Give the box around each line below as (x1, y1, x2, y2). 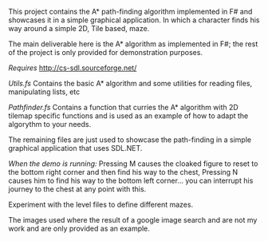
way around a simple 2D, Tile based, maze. (8, 24, 150, 33)
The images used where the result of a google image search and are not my (8, 215, 258, 224)
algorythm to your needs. (8, 120, 92, 128)
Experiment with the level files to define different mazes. (8, 200, 194, 209)
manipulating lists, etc (8, 87, 81, 97)
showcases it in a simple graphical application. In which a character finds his (8, 15, 260, 25)
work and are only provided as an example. (8, 223, 150, 233)
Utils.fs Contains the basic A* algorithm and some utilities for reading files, (8, 79, 253, 88)
